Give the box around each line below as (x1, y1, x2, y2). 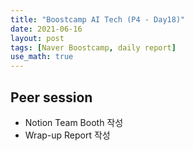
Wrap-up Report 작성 (24, 129, 111, 141)
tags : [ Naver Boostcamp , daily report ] (10, 42, 177, 53)
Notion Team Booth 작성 (24, 116, 124, 128)
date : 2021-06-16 (10, 24, 83, 34)
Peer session (10, 89, 93, 106)
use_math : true (10, 52, 74, 62)
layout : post (10, 33, 65, 43)
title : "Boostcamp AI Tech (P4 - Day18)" (10, 14, 186, 25)
